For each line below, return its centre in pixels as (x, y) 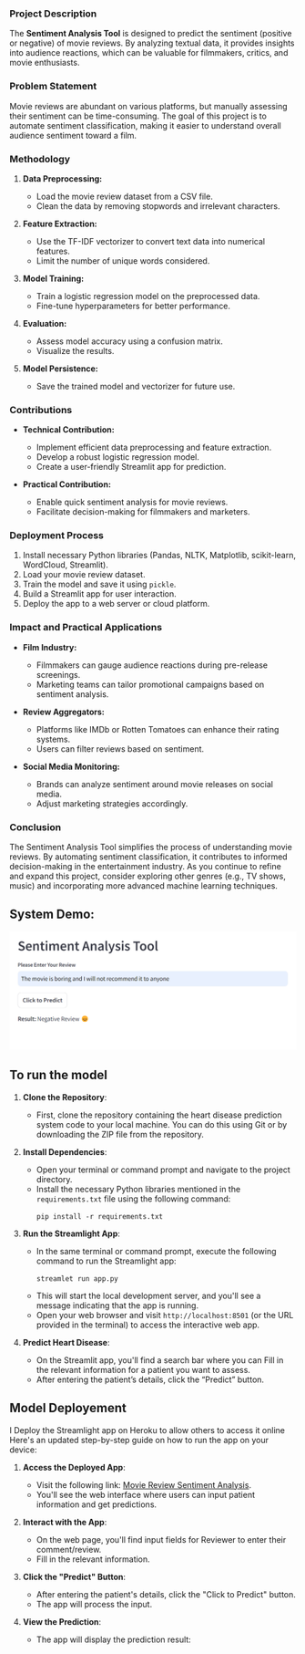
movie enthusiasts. (45, 63)
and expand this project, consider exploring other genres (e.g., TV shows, (148, 876)
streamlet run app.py (77, 1279)
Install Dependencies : (65, 1151)
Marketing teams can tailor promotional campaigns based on (150, 684)
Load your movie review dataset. (84, 575)
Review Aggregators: (63, 712)
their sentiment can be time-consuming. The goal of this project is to (138, 116)
